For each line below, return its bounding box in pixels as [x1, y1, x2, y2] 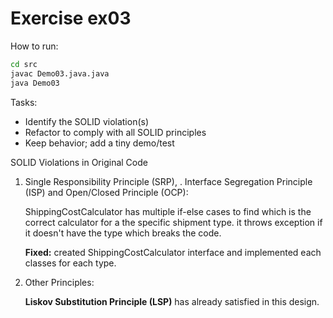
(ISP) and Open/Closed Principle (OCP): [24, 186, 189, 198]
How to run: [10, 40, 59, 52]
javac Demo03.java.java [10, 68, 110, 79]
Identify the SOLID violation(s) [24, 115, 150, 127]
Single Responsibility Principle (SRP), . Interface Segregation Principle [24, 175, 313, 187]
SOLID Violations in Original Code [10, 156, 148, 168]
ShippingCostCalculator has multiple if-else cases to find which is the [24, 205, 312, 217]
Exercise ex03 [10, 7, 132, 30]
